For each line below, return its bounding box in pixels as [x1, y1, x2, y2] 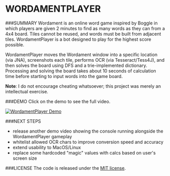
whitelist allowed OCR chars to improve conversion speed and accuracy [12, 139, 164, 145]
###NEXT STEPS [5, 118, 41, 124]
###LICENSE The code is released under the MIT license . [5, 165, 126, 171]
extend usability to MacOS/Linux [12, 144, 81, 150]
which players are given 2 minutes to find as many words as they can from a [5, 25, 165, 31]
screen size [12, 155, 37, 161]
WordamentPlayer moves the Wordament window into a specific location [5, 52, 158, 58]
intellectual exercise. [5, 88, 48, 94]
